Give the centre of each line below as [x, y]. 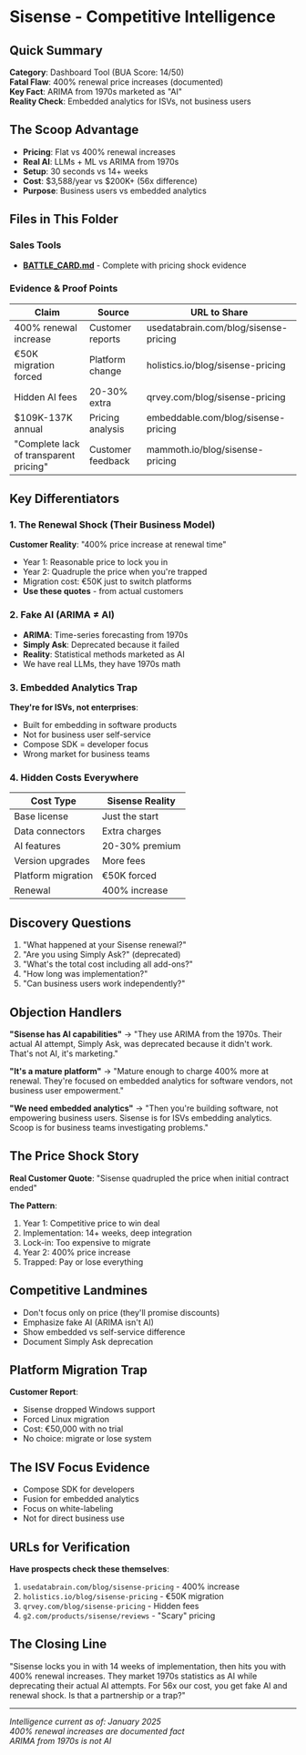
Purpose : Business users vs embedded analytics [114, 190]
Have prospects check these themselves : [90, 1569]
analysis [107, 428]
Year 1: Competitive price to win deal [91, 1223]
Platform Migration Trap [78, 1370]
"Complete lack [47, 444]
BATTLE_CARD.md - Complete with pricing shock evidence [134, 265]
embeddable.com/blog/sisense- [216, 417]
